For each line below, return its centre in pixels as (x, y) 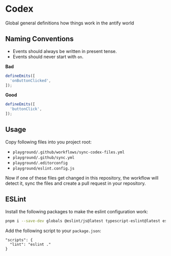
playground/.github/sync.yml (44, 158)
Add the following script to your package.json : (53, 231)
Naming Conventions (39, 39)
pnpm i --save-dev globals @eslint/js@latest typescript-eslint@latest (83, 221)
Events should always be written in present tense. (65, 51)
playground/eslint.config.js (44, 168)
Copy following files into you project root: (49, 142)
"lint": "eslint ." (31, 244)
